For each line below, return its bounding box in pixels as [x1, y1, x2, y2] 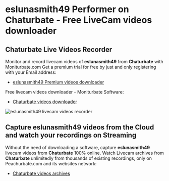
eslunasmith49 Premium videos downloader [12, 79, 104, 85]
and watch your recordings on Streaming [5, 131, 137, 140]
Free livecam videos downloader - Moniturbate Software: [5, 89, 124, 95]
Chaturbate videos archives [12, 170, 71, 176]
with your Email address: [5, 69, 57, 75]
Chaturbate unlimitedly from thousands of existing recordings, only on [5, 155, 152, 161]
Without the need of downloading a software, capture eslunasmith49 [5, 144, 150, 150]
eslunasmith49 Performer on [5, 4, 130, 15]
